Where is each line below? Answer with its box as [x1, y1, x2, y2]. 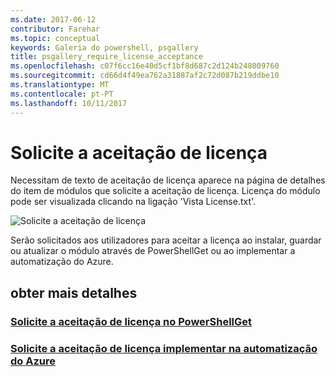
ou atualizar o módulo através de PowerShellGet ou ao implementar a [10, 245, 296, 257]
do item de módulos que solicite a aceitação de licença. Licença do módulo [10, 185, 321, 197]
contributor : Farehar [10, 24, 101, 34]
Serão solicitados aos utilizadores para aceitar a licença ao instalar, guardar [10, 234, 322, 246]
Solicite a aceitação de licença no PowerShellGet [10, 314, 253, 328]
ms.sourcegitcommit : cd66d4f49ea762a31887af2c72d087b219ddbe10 [10, 71, 280, 81]
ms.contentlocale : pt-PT [10, 89, 114, 99]
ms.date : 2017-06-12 [10, 14, 97, 25]
